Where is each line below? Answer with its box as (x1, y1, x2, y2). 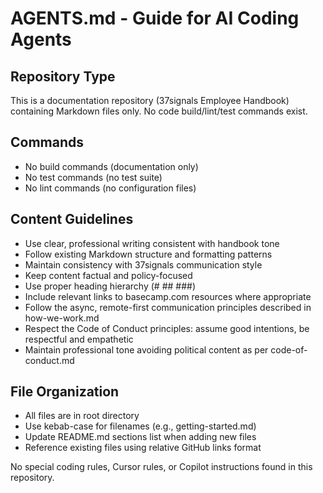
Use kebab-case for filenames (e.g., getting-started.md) (24, 420, 257, 432)
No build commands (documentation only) (24, 160, 199, 172)
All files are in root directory (24, 410, 140, 422)
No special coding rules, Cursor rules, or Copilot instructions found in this (10, 461, 313, 473)
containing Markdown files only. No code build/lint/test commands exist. (10, 105, 308, 117)
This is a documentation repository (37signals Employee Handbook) (10, 95, 290, 106)
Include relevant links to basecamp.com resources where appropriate (24, 290, 312, 302)
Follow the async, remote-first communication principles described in (24, 301, 312, 313)
